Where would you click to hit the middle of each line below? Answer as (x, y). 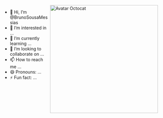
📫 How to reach (26, 59)
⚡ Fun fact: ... (23, 78)
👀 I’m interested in (28, 28)
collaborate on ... (27, 54)
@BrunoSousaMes (29, 17)
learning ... (21, 43)
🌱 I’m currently (25, 38)
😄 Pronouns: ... (26, 72)
